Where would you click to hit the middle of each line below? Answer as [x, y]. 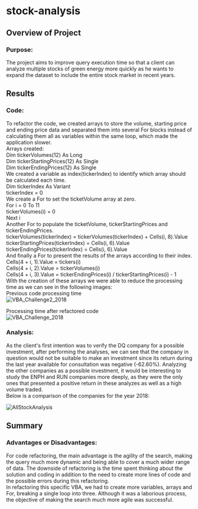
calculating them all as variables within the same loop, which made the [92, 136]
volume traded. [25, 389]
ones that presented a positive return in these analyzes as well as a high [94, 383]
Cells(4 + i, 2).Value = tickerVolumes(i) [53, 268]
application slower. [29, 142]
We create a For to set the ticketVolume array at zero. [71, 199]
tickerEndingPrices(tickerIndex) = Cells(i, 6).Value [67, 249]
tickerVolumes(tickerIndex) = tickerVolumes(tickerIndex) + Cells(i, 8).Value [97, 236]
